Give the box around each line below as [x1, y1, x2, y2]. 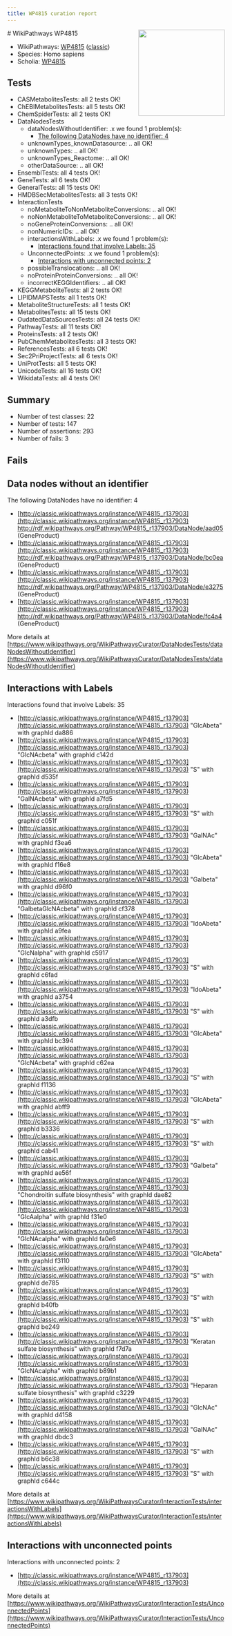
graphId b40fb [17, 1301, 59, 1309]
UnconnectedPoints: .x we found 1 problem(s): [27, 249, 160, 257]
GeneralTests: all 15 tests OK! [17, 184, 101, 192]
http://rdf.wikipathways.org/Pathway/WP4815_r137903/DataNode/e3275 [17, 583, 224, 591]
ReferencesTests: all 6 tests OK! [17, 344, 108, 353]
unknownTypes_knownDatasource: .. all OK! [27, 139, 153, 148]
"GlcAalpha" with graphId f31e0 [17, 1213, 107, 1221]
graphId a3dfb [17, 1015, 59, 1023]
